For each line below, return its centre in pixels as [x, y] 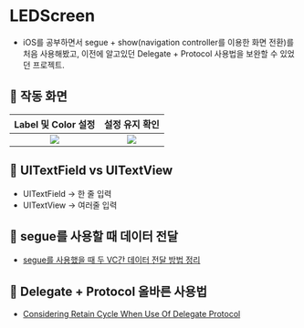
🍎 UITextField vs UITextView [91, 171]
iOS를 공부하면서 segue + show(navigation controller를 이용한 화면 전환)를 [158, 42]
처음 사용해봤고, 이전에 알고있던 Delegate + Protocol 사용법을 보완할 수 [150, 53]
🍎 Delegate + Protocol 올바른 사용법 [108, 291]
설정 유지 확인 [131, 124]
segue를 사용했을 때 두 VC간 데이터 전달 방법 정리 [111, 260]
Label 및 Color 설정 [55, 124]
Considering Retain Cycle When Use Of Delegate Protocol [131, 314]
